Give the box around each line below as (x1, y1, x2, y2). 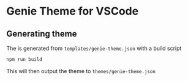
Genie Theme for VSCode (6, 4, 139, 18)
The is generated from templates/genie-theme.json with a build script (6, 44, 182, 52)
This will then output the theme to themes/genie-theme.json (6, 67, 156, 74)
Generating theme (6, 29, 78, 39)
